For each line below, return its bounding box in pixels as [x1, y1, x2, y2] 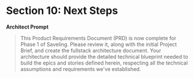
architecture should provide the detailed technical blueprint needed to [20, 53, 188, 60]
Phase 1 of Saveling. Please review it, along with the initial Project [20, 41, 177, 48]
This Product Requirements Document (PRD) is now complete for [20, 34, 177, 41]
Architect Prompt [6, 23, 49, 30]
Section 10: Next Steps [6, 4, 118, 17]
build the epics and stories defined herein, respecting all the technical [20, 59, 188, 66]
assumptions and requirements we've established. [20, 65, 142, 72]
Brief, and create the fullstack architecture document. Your [20, 47, 161, 54]
